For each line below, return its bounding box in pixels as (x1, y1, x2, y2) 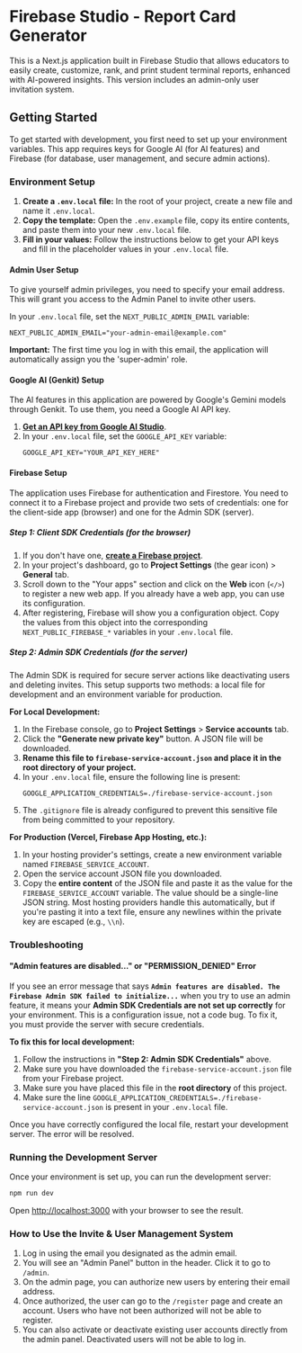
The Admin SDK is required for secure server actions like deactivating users (9, 669, 290, 680)
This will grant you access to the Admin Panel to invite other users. (9, 294, 256, 305)
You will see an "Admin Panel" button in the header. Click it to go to (22, 1258, 271, 1268)
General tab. (22, 569, 70, 579)
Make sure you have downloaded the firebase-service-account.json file (22, 1063, 292, 1074)
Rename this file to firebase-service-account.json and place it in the (22, 752, 281, 763)
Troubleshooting (9, 938, 84, 951)
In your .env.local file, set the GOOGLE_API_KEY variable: (22, 431, 227, 442)
